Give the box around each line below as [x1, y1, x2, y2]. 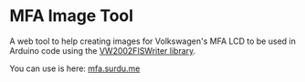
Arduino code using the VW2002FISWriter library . [9, 45, 196, 56]
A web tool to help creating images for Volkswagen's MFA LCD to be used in [9, 36, 297, 46]
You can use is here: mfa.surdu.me [9, 63, 141, 74]
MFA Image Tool [9, 5, 134, 26]
